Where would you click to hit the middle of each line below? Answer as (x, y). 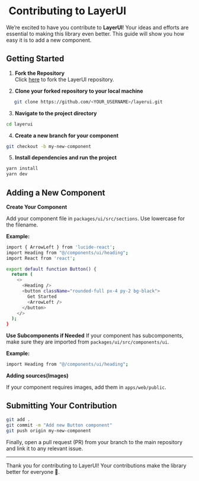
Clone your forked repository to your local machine (79, 91)
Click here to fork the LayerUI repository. (64, 79)
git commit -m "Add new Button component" (59, 425)
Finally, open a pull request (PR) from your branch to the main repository (94, 442)
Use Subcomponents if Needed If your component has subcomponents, (95, 336)
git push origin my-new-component (49, 430)
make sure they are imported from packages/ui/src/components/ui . (88, 342)
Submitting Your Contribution (62, 406)
